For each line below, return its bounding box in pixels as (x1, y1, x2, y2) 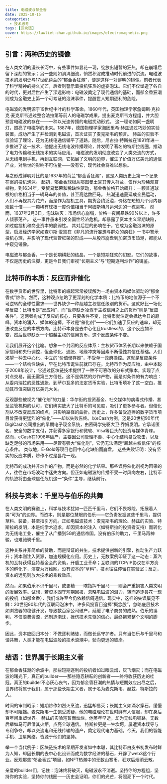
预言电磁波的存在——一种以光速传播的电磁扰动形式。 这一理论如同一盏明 (5, 118, 155, 125)
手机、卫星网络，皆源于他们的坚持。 (5, 734, 80, 740)
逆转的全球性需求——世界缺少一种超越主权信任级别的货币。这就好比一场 (9, 300, 158, 306)
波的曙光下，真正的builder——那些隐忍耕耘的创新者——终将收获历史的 (5, 673, 150, 679)
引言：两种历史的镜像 (5, 50, 71, 59)
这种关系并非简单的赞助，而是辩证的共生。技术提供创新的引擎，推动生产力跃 (5, 547, 162, 553)
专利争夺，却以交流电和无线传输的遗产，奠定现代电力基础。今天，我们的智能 (5, 728, 162, 734)
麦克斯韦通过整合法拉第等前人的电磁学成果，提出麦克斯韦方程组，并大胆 (10, 112, 159, 118)
